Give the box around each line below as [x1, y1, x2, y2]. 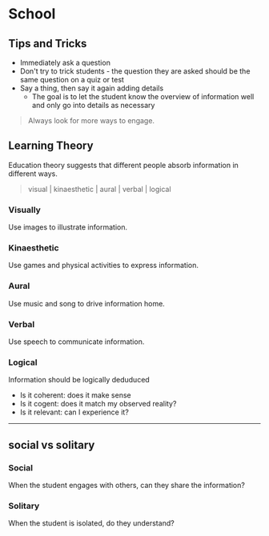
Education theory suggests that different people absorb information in [8, 160, 239, 170]
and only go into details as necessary [31, 101, 155, 110]
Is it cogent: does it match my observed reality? [19, 399, 177, 409]
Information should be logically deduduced [8, 375, 150, 385]
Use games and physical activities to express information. [8, 261, 199, 270]
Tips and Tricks [8, 37, 87, 50]
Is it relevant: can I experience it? [19, 407, 130, 417]
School [8, 5, 56, 23]
